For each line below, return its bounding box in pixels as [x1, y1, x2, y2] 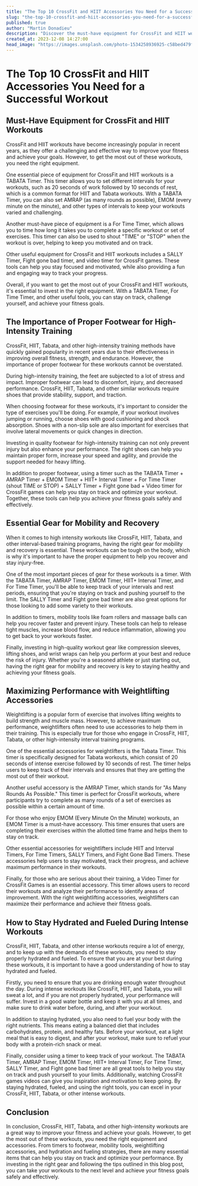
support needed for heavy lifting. [6, 458, 86, 465]
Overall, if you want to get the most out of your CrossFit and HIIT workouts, [6, 281, 189, 288]
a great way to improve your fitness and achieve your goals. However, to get [6, 1129, 192, 1136]
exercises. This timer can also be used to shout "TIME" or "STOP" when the [6, 233, 190, 240]
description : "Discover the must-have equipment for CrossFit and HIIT [6, 31, 186, 37]
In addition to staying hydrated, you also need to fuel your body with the [6, 1016, 181, 1023]
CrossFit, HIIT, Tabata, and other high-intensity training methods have [6, 341, 176, 349]
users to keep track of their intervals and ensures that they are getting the [6, 766, 186, 774]
